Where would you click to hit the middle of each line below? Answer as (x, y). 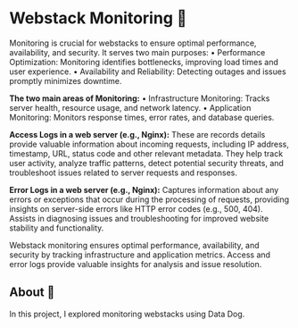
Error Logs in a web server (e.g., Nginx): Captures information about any (144, 189)
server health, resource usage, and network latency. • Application (130, 107)
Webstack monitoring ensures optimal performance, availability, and (134, 245)
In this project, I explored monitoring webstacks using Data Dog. (127, 314)
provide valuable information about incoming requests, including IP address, (149, 144)
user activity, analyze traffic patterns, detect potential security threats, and (146, 163)
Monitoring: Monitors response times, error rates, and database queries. (142, 117)
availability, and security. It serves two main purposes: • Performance (137, 52)
